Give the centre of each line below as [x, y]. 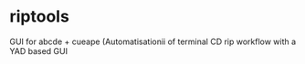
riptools [40, 17]
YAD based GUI [39, 50]
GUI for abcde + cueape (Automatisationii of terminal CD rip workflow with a [153, 41]
